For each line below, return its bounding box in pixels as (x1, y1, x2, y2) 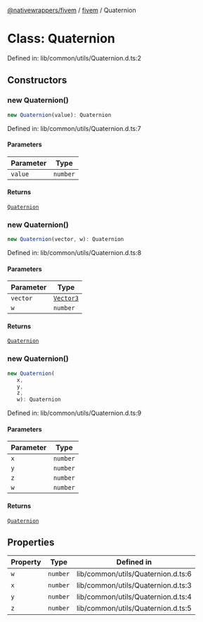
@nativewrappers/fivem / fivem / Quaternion (7, 6, 137, 14)
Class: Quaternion (7, 31, 116, 46)
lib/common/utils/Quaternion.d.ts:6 (76, 569, 192, 579)
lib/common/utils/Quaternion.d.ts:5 (76, 604, 192, 614)
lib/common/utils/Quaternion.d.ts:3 (76, 580, 192, 590)
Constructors (7, 74, 67, 87)
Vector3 (53, 294, 79, 302)
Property (11, 557, 41, 567)
